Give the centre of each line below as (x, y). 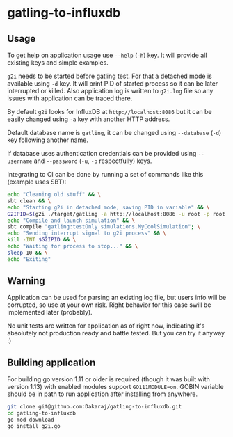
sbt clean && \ (29, 201)
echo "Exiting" (29, 259)
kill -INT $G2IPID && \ (42, 240)
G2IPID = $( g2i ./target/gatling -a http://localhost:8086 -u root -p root (116, 214)
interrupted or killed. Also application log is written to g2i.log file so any (110, 91)
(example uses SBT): (37, 182)
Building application (51, 362)
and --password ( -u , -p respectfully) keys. (93, 161)
